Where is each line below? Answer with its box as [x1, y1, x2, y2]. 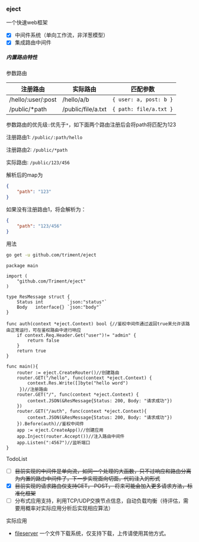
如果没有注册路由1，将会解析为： [6, 206, 86, 213]
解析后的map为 [6, 171, 43, 179]
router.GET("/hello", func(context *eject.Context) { [17, 375, 152, 381]
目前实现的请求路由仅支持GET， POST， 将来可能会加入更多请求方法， [14, 482, 188, 489]
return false [27, 337, 60, 344]
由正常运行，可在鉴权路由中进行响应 [6, 327, 82, 333]
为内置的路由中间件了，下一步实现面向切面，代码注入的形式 [14, 474, 161, 482]
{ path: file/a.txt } [112, 106, 174, 113]
